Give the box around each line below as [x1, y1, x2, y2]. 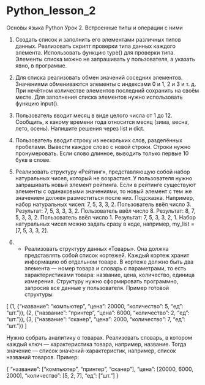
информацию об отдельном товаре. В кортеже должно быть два [24, 258, 194, 265]
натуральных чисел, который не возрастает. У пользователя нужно [15, 174, 193, 181]
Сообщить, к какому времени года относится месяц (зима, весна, [15, 118, 190, 126]
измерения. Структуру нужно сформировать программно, [24, 277, 179, 285]
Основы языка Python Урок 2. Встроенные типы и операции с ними [6, 24, 183, 31]
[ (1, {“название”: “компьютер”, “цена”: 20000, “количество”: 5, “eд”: [6, 302, 184, 310]
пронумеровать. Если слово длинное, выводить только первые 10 [15, 150, 189, 157]
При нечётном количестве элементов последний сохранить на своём [15, 86, 199, 94]
